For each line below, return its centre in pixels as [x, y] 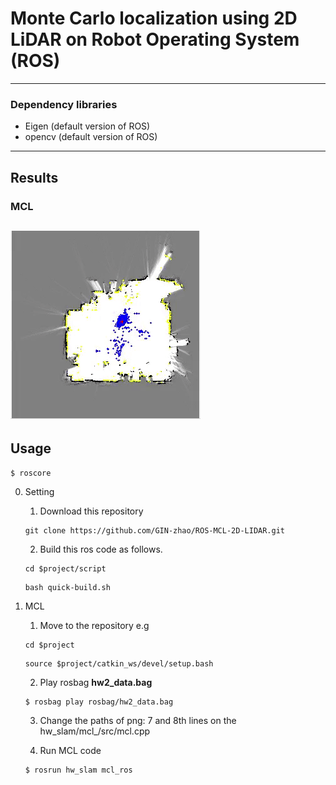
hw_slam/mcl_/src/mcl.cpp [95, 731]
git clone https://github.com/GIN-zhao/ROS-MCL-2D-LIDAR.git [155, 530]
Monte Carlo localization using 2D [154, 18]
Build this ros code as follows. [101, 549]
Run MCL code [70, 750]
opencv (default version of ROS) [91, 137]
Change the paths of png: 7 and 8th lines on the [138, 720]
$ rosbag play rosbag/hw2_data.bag [99, 702]
